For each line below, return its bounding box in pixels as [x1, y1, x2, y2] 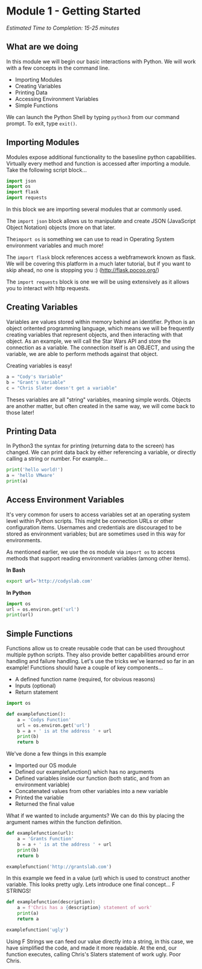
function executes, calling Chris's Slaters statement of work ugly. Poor [6, 950, 181, 958]
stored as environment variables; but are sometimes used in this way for [6, 530, 186, 537]
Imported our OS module [14, 762, 77, 769]
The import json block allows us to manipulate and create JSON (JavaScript [6, 218, 196, 225]
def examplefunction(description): [6, 899, 96, 905]
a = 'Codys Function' [17, 716, 71, 723]
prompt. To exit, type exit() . [6, 120, 77, 127]
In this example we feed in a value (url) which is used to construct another [6, 875, 190, 882]
